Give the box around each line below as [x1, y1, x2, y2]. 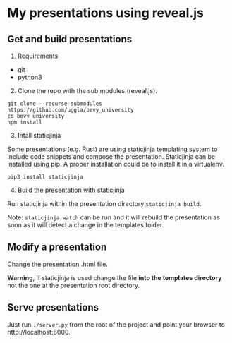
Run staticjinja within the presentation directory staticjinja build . [7, 200, 202, 207]
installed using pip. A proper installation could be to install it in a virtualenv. [7, 160, 224, 168]
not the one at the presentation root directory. [7, 281, 140, 289]
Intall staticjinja [17, 131, 61, 139]
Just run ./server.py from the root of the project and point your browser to [7, 320, 226, 329]
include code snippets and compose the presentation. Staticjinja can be [7, 152, 216, 160]
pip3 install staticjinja [7, 174, 83, 181]
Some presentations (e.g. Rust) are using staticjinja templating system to [7, 145, 218, 153]
